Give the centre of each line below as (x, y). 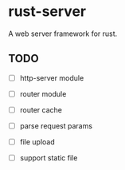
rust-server (47, 12)
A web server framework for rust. (63, 34)
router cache (41, 109)
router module (43, 93)
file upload (37, 142)
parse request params (56, 125)
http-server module (52, 77)
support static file (49, 158)
